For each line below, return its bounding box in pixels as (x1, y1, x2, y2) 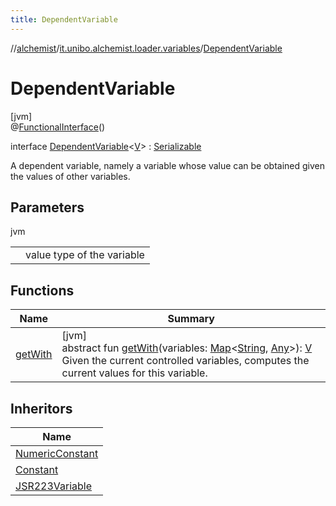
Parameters (10, 199, 85, 216)
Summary (167, 312, 215, 326)
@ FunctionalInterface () (10, 121, 106, 133)
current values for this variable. (61, 366, 208, 380)
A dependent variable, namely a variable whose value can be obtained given (10, 159, 326, 171)
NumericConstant (15, 447, 99, 460)
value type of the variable (25, 248, 145, 262)
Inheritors (10, 400, 73, 417)
